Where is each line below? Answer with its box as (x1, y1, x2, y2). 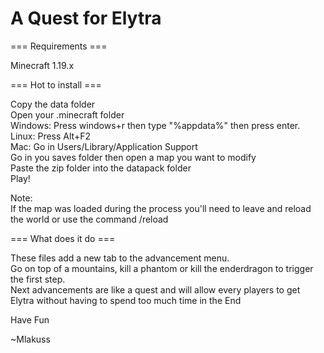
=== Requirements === (10, 40, 108, 52)
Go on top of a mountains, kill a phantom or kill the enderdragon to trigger (10, 262, 314, 274)
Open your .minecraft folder (10, 108, 125, 121)
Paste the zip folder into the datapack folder (10, 162, 192, 174)
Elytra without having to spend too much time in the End (10, 294, 242, 306)
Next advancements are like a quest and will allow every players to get (10, 283, 301, 296)
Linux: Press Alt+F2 (10, 130, 91, 142)
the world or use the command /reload (10, 213, 169, 225)
